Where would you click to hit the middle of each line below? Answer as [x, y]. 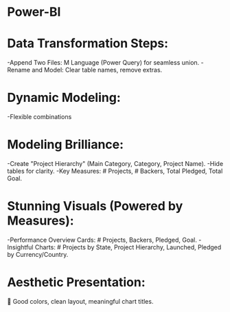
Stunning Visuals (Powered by [95, 206]
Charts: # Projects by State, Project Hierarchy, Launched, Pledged [128, 247]
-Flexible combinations [39, 117]
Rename [19, 70]
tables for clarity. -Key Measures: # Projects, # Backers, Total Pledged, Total [115, 171]
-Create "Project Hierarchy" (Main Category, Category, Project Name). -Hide [115, 164]
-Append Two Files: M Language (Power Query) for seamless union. [103, 63]
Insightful [20, 247]
